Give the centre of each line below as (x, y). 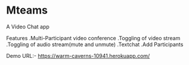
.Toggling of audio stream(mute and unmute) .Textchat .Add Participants (95, 44)
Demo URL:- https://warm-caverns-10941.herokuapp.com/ (78, 56)
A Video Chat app (28, 27)
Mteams (27, 10)
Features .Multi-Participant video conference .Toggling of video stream (93, 38)
